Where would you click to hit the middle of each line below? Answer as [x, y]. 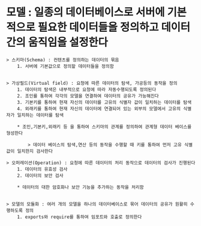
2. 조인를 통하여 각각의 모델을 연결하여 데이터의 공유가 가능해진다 [88, 96]
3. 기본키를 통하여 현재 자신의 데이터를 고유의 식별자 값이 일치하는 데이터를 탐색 [104, 102]
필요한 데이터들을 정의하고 [98, 27]
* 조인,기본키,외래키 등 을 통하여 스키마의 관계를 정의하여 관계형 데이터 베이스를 [104, 127]
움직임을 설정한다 [68, 42]
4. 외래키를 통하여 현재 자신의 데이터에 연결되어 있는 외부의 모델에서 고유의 [99, 109]
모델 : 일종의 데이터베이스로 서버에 [85, 12]
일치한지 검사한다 [35, 151]
